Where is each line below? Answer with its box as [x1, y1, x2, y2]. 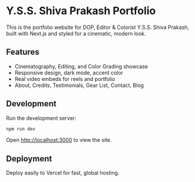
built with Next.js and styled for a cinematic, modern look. [6, 30, 146, 37]
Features [6, 47, 39, 57]
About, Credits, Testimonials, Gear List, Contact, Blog [14, 82, 144, 89]
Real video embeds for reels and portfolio [14, 75, 115, 82]
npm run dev [6, 126, 35, 132]
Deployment [6, 154, 52, 164]
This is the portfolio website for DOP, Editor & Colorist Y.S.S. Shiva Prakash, [6, 24, 190, 31]
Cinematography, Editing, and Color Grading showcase [14, 63, 148, 70]
